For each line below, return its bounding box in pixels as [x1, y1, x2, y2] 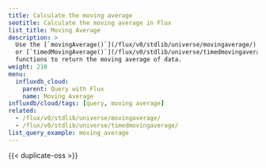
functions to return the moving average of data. [15, 56, 182, 64]
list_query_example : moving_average [8, 129, 129, 136]
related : [8, 107, 37, 115]
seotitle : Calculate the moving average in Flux [8, 19, 172, 27]
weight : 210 [8, 63, 47, 71]
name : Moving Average [22, 92, 93, 100]
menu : [8, 70, 26, 78]
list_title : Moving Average [8, 26, 101, 34]
